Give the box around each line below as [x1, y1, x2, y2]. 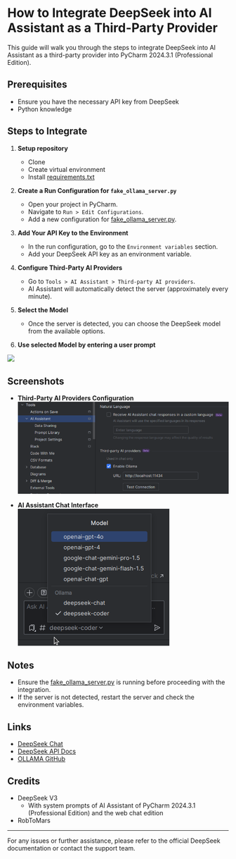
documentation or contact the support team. [7, 844, 136, 853]
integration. [17, 686, 51, 694]
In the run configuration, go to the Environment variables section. [27, 242, 218, 251]
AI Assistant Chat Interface [17, 500, 99, 509]
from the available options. [27, 326, 105, 335]
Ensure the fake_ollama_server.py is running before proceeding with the [17, 678, 225, 686]
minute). [27, 292, 53, 300]
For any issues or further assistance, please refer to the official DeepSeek [7, 836, 221, 845]
